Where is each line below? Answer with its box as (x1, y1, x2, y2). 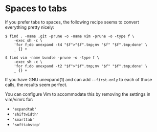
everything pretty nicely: (5, 24, 55, 30)
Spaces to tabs (5, 3, 67, 14)
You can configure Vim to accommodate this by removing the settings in (5, 91, 151, 97)
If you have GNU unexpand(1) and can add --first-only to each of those (5, 76, 153, 82)
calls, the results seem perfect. (5, 82, 67, 88)
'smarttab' (12, 117, 35, 122)
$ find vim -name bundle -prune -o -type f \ (5, 55, 99, 60)
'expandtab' (12, 107, 37, 111)
